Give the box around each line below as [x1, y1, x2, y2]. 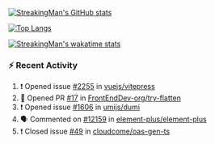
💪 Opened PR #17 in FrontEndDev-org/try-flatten [19, 93, 182, 103]
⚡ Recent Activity [8, 59, 78, 70]
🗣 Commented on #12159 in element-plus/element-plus [19, 114, 208, 125]
